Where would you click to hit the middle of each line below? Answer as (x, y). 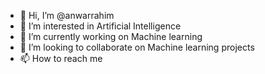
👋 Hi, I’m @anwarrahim (67, 15)
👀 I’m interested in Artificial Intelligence (100, 26)
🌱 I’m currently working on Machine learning (111, 36)
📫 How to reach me (61, 58)
